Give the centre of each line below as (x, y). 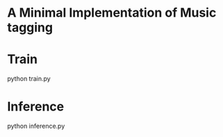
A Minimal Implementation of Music (112, 13)
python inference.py (36, 126)
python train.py (29, 79)
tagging (30, 27)
